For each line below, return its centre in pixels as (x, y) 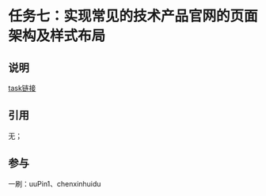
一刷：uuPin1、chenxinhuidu (55, 183)
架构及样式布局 (57, 36)
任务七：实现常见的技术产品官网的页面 (133, 16)
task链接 (22, 88)
